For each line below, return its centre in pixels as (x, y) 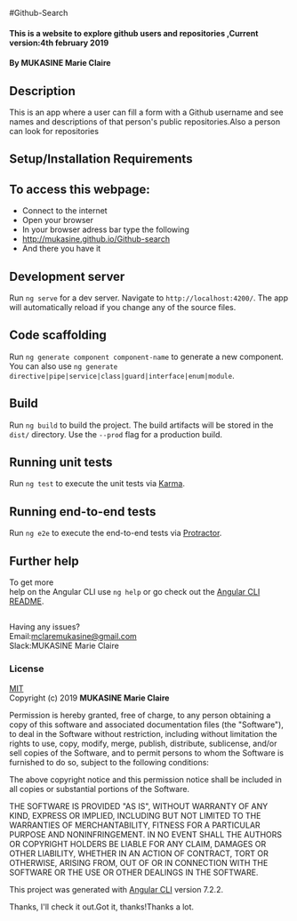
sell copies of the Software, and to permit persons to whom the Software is (147, 753)
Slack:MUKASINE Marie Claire (64, 646)
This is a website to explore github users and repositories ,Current (134, 33)
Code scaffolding (58, 336)
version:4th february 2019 (59, 43)
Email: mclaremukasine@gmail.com (73, 637)
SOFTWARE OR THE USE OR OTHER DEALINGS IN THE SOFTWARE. (134, 872)
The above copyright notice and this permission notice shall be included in (145, 779)
